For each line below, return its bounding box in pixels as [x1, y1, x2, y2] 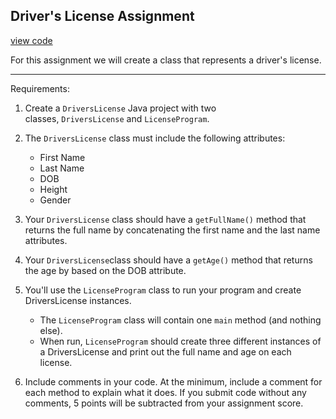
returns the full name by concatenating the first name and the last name [24, 224, 321, 236]
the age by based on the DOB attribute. [24, 264, 187, 276]
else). [39, 324, 63, 336]
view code [10, 34, 53, 46]
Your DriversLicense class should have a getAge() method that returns [24, 254, 313, 266]
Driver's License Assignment [10, 8, 195, 25]
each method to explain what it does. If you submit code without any [24, 386, 307, 398]
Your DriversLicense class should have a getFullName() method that [24, 213, 307, 225]
